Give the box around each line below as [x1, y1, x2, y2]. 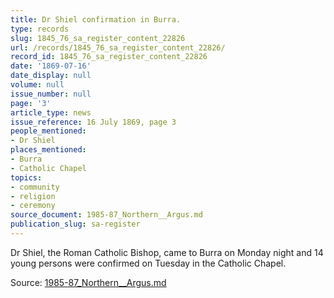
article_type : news [10, 107, 92, 118]
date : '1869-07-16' [10, 61, 92, 71]
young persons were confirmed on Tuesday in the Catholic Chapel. [10, 257, 287, 269]
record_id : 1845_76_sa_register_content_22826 [10, 52, 208, 62]
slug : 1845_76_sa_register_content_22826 [10, 33, 186, 43]
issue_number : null [10, 89, 92, 99]
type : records [10, 24, 70, 34]
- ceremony [10, 201, 56, 211]
